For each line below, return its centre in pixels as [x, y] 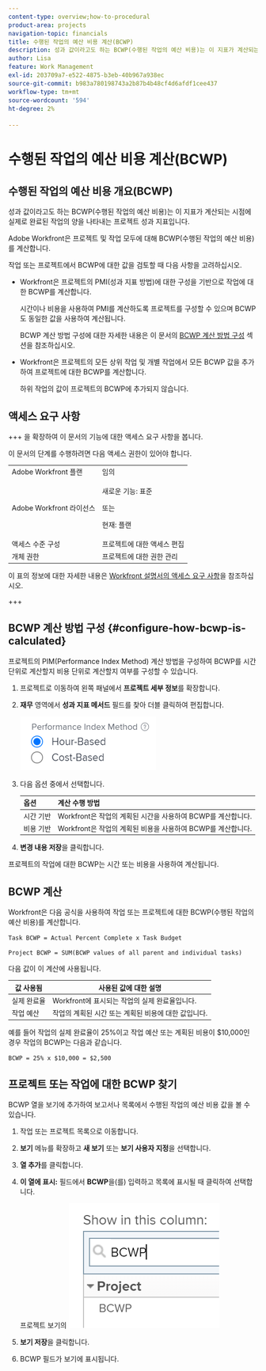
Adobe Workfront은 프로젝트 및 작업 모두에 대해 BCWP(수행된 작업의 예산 [123, 238]
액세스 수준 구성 [36, 544]
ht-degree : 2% [32, 108]
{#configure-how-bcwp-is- [177, 628]
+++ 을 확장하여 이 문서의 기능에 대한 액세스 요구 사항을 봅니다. [106, 436]
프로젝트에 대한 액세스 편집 [143, 544]
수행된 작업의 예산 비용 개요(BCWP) [91, 191]
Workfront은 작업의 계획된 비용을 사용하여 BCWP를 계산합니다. [155, 828]
